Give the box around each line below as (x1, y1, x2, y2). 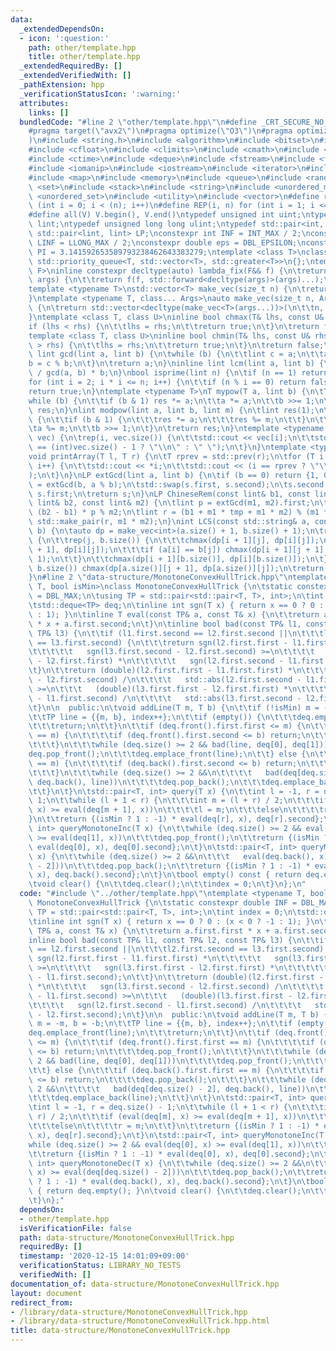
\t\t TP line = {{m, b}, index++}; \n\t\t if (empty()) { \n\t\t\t (28, 712, 298, 722)
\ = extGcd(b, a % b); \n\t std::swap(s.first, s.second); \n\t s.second (28, 479, 325, 490)
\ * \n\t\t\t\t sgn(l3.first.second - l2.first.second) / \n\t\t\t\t (28, 981, 325, 991)
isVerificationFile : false (19, 1223, 132, 1233)
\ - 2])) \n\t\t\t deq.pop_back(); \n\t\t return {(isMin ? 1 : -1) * (28, 861, 311, 871)
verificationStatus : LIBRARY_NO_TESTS (19, 1261, 182, 1271)
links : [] (28, 107, 70, 118)
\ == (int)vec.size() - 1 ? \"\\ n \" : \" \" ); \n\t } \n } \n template (28, 442, 307, 453)
